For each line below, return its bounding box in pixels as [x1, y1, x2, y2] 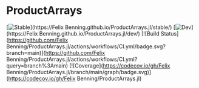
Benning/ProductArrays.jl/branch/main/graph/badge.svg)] [6, 68, 152, 75]
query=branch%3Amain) [6, 61, 69, 69]
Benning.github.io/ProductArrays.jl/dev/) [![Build [39, 30, 160, 37]
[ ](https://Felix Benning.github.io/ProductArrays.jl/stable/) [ [6, 24, 176, 31]
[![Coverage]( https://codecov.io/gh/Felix [69, 61, 170, 69]
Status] [160, 30, 179, 37]
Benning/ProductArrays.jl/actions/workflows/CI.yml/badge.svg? [6, 43, 166, 50]
